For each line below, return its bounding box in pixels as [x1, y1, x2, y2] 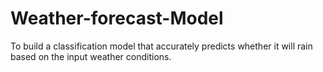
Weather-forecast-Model [10, 7, 224, 30]
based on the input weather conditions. [10, 50, 172, 62]
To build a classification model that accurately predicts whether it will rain [10, 40, 313, 52]
